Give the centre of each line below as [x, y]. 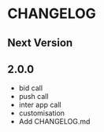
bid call [31, 88]
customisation [41, 113]
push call [33, 97]
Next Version [40, 43]
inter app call [40, 105]
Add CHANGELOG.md [54, 122]
